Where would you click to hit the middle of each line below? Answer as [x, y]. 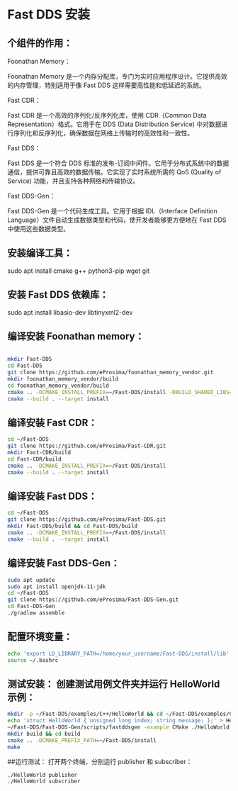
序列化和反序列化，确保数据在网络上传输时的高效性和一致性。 [103, 133]
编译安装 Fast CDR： [52, 422]
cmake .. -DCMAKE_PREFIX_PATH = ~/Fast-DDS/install [82, 740]
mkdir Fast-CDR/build [39, 453]
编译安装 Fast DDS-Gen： [64, 563]
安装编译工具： [40, 253]
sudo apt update [31, 580]
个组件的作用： [40, 43]
